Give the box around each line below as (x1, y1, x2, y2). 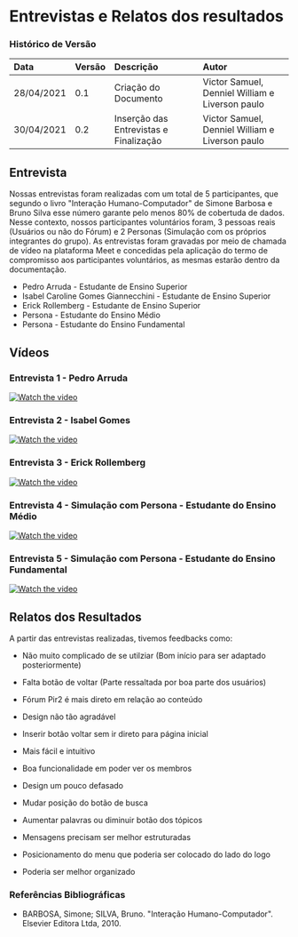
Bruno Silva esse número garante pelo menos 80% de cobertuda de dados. (9, 207, 286, 219)
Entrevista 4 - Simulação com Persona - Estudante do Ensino (9, 499, 277, 511)
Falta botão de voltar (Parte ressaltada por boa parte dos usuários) (21, 677, 267, 687)
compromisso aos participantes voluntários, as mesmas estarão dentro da (9, 255, 280, 266)
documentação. (9, 264, 67, 275)
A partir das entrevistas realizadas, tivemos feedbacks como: (9, 633, 233, 644)
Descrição (114, 60, 159, 73)
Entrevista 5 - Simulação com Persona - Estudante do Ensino (9, 552, 277, 565)
